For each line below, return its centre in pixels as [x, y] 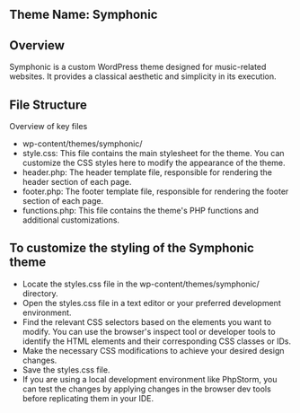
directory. [40, 293]
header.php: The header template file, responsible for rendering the [147, 172]
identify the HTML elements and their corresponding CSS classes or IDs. [157, 341]
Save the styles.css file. [66, 369]
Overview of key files [49, 127]
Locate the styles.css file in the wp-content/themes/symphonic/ [141, 284]
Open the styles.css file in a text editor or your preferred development [151, 303]
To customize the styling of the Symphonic [132, 248]
